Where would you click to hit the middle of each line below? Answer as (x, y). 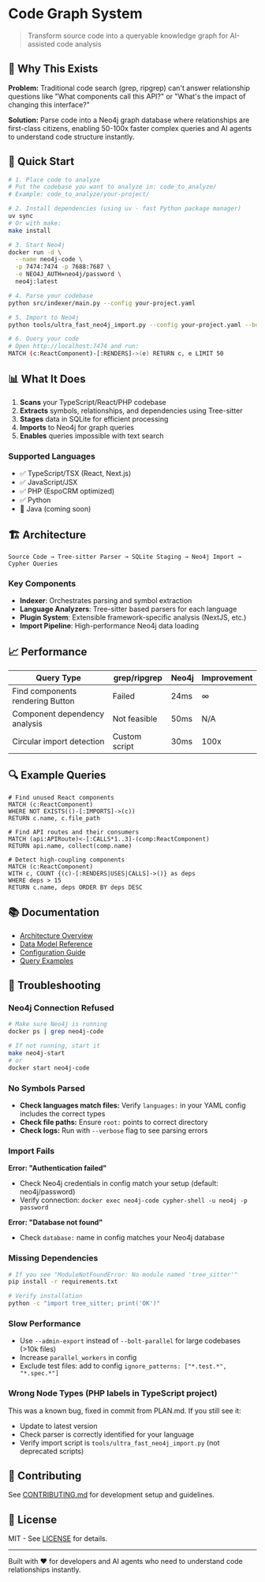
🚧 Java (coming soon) (55, 509)
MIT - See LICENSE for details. (58, 1539)
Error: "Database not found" (56, 1222)
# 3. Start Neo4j (37, 245)
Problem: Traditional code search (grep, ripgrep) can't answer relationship (129, 88)
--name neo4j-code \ (49, 260)
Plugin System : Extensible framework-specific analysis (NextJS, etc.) (133, 617)
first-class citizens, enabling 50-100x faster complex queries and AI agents (130, 128)
